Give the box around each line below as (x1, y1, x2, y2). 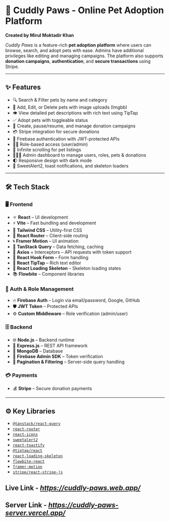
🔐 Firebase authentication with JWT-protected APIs (12, 135, 120, 142)
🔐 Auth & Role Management (5, 286, 74, 293)
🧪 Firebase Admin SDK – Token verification (12, 354, 103, 360)
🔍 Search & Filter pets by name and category (12, 96, 108, 103)
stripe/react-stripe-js (12, 470, 63, 475)
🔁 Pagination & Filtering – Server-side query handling (12, 359, 125, 365)
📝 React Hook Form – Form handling (12, 255, 89, 261)
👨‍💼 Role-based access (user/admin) (12, 141, 88, 147)
